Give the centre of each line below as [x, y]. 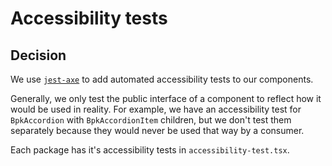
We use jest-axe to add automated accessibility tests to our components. [162, 79]
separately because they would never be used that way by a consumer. [157, 130]
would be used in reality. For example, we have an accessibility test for [156, 109]
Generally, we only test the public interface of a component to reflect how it [166, 98]
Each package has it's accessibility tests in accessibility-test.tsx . [150, 150]
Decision [38, 55]
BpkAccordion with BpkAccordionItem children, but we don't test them [151, 120]
